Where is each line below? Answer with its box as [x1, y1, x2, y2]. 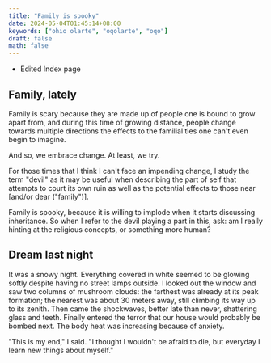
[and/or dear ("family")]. [8, 192, 89, 201]
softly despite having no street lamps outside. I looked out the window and [8, 278, 256, 288]
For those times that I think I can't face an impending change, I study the [8, 166, 250, 175]
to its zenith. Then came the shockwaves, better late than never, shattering [8, 304, 257, 314]
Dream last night [8, 248, 94, 262]
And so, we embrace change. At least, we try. [8, 150, 160, 160]
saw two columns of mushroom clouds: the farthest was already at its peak [8, 286, 259, 296]
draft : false [8, 34, 53, 43]
